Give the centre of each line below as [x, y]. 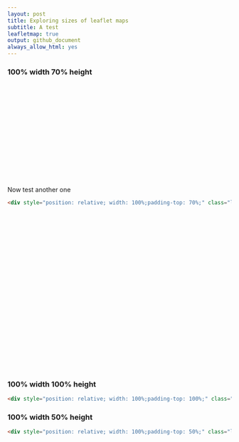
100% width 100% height [52, 384]
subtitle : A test [33, 27]
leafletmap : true [33, 34]
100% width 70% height [50, 72]
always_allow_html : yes [43, 47]
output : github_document [44, 41]
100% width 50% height [50, 417]
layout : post [27, 14]
